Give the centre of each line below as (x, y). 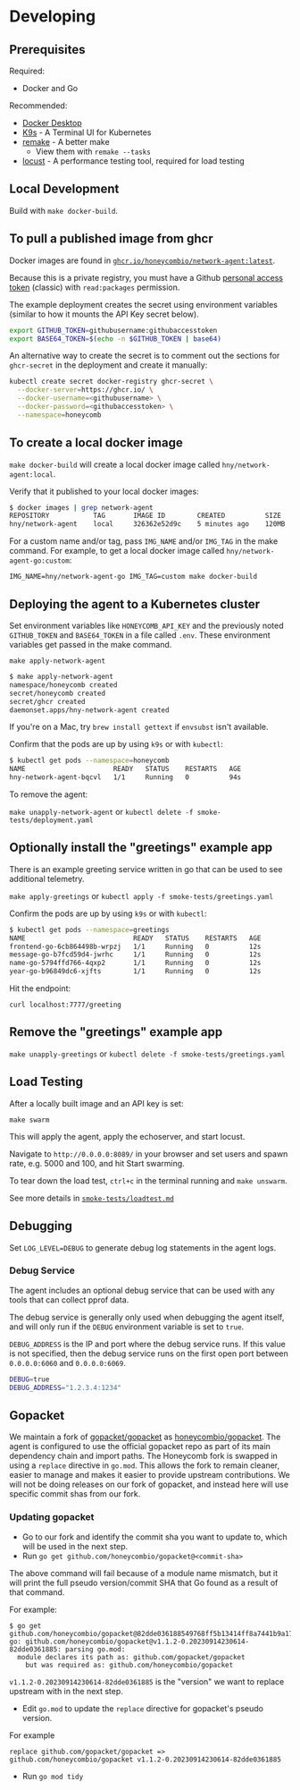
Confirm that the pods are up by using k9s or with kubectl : (116, 744)
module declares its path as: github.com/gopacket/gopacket (131, 1657)
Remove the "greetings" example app (116, 1032)
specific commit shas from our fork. (75, 1494)
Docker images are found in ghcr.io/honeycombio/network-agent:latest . (142, 260)
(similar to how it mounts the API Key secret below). (104, 314)
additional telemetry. (47, 878)
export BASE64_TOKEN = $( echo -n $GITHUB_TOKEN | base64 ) (115, 339)
